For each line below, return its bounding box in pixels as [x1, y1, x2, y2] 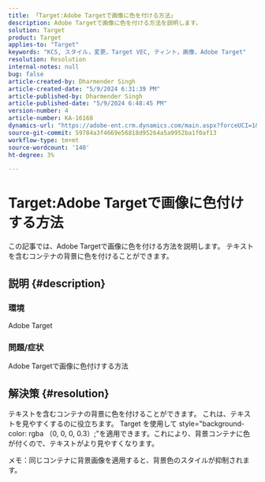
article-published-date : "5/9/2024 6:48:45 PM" [8, 99, 168, 107]
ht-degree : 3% [8, 151, 55, 159]
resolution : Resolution [8, 56, 87, 64]
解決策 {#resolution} [8, 387, 110, 400]
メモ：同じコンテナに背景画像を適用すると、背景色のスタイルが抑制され [8, 455, 243, 465]
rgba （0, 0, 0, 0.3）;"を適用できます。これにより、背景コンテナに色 [28, 428, 251, 438]
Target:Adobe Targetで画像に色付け [8, 194, 244, 212]
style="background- [178, 419, 245, 428]
